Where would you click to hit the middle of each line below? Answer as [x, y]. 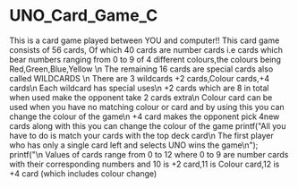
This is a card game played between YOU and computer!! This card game [145, 40]
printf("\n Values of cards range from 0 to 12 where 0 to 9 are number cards [149, 154]
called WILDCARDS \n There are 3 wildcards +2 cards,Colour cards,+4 [140, 78]
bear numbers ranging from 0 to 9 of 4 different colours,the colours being [145, 59]
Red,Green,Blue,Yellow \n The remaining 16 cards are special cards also [141, 69]
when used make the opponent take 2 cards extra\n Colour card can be [141, 97]
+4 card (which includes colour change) [83, 173]
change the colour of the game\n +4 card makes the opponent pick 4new [145, 116]
